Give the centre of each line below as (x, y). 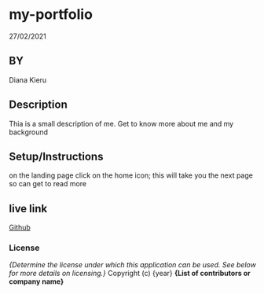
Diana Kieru (28, 79)
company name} (37, 281)
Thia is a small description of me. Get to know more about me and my (121, 123)
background (29, 132)
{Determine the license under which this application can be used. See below (132, 265)
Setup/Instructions (56, 156)
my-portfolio (51, 15)
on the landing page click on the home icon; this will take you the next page (131, 175)
